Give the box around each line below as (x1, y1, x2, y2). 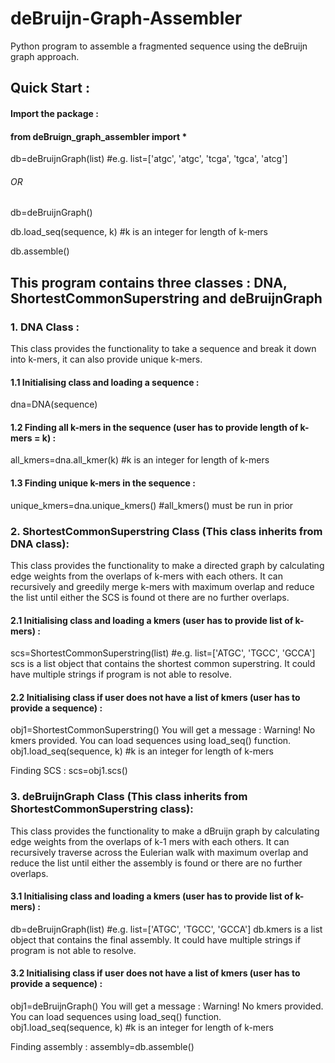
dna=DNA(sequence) (10, 398, 98, 411)
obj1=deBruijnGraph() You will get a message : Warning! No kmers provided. (10, 1000, 324, 1012)
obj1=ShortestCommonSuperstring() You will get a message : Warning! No (10, 724, 316, 736)
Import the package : (10, 107, 99, 119)
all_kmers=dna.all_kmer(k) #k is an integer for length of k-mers (10, 454, 270, 466)
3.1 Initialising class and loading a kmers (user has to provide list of (10, 890, 294, 902)
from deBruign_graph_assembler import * (10, 130, 188, 142)
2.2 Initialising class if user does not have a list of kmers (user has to (10, 691, 301, 703)
